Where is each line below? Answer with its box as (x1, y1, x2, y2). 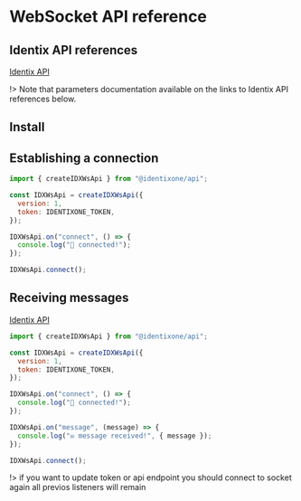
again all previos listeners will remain (9, 482, 146, 493)
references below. (9, 93, 77, 104)
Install (9, 119, 45, 135)
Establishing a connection (9, 150, 159, 165)
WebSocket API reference (9, 6, 208, 27)
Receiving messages (9, 290, 129, 306)
